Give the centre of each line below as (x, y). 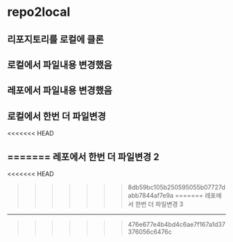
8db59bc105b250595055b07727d (176, 187)
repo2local (39, 12)
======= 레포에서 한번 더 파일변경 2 (83, 157)
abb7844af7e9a (151, 195)
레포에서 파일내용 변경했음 (60, 91)
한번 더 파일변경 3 (159, 204)
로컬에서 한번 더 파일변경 (57, 116)
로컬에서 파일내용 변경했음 (60, 65)
